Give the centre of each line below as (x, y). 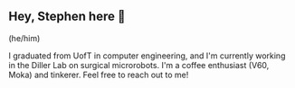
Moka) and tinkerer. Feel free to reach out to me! (99, 75)
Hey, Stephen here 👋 (67, 17)
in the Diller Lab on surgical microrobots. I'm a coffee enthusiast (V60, (139, 65)
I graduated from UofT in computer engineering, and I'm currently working (147, 56)
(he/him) (24, 38)
